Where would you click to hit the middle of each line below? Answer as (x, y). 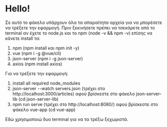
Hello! (18, 9)
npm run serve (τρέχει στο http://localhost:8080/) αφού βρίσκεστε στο (85, 104)
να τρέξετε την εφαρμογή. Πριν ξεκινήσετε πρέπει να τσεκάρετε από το (80, 27)
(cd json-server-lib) (39, 99)
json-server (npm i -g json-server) (48, 58)
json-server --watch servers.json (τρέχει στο (59, 88)
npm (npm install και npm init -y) (46, 48)
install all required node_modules (46, 83)
